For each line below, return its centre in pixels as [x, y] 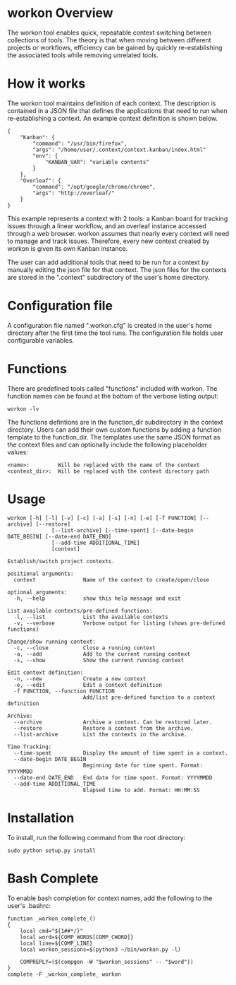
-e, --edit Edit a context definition [88, 685]
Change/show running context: [52, 642]
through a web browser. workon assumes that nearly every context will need [118, 233]
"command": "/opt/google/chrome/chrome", [94, 187]
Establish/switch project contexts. [61, 561]
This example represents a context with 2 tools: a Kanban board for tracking [118, 218]
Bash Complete [53, 878]
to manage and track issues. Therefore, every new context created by [108, 241]
